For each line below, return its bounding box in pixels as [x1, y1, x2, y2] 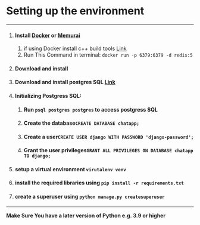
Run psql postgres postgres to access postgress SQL [23, 106, 158, 113]
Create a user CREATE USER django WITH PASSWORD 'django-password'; [23, 133, 194, 140]
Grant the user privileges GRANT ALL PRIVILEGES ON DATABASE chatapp [23, 147, 193, 154]
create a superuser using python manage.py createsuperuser [14, 193, 165, 201]
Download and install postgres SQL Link [14, 79, 116, 86]
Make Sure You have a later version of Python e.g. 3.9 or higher [6, 212, 165, 219]
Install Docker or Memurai [14, 32, 80, 39]
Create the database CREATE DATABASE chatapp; [23, 119, 140, 127]
